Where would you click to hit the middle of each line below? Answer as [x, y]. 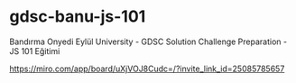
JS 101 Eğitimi [35, 51]
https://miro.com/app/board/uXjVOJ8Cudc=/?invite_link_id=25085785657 [147, 69]
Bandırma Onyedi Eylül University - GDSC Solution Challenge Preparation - [148, 41]
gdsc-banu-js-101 [78, 17]
